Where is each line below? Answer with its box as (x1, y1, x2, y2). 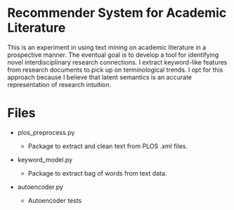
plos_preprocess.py (17, 128, 75, 136)
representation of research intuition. (7, 80, 111, 88)
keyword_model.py (17, 155, 72, 164)
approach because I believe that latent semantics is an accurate (7, 72, 192, 81)
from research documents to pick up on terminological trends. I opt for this (7, 65, 223, 74)
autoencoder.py (17, 183, 63, 191)
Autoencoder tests (27, 196, 82, 204)
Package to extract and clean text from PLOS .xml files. (27, 142, 188, 150)
